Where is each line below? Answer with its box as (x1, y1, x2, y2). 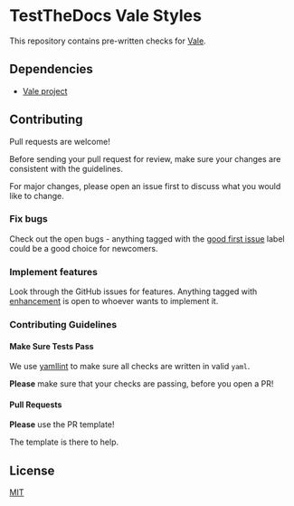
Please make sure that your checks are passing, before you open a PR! (9, 378, 274, 389)
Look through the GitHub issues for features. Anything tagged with (9, 286, 258, 297)
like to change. (9, 190, 65, 201)
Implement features (9, 265, 98, 278)
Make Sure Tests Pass (9, 340, 94, 351)
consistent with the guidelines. (9, 163, 124, 174)
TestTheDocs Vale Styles (9, 5, 202, 26)
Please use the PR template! (9, 419, 115, 430)
